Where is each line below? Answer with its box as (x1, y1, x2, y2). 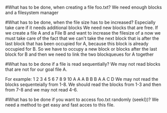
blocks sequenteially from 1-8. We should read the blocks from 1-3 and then (5, 81, 161, 87)
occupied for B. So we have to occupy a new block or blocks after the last (5, 46, 157, 52)
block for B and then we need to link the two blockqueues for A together (5, 51, 154, 57)
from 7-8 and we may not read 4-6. (5, 87, 78, 92)
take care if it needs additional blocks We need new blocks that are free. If (5, 25, 158, 31)
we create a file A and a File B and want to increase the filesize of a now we (5, 30, 161, 36)
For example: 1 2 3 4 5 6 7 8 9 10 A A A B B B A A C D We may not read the (5, 76, 158, 82)
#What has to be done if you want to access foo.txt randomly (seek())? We (5, 96, 159, 102)
